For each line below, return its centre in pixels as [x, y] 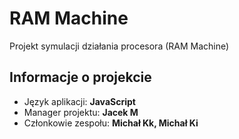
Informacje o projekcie [80, 77]
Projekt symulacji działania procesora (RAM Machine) [119, 46]
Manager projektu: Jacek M [81, 112]
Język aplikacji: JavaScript [79, 101]
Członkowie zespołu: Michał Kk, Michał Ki [111, 123]
